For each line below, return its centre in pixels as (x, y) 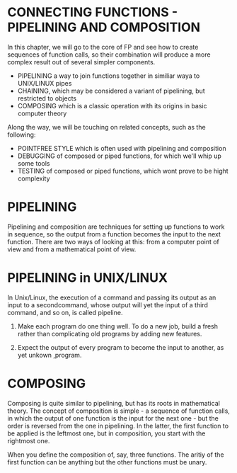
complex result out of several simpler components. (81, 62)
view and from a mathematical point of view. (72, 249)
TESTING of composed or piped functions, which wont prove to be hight (123, 171)
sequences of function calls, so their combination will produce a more (109, 55)
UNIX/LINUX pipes (45, 83)
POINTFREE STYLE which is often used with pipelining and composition (122, 148)
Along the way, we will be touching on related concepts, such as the (107, 127)
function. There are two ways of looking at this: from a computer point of (113, 241)
